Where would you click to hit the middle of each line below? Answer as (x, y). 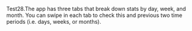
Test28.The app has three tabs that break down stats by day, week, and (96, 9)
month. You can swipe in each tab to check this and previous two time (94, 15)
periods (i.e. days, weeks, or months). (54, 22)
